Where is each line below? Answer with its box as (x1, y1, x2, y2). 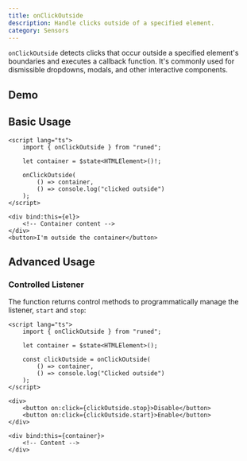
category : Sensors (8, 26, 69, 34)
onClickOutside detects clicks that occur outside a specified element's (8, 48, 239, 58)
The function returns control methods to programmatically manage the (8, 297, 239, 307)
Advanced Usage (8, 255, 95, 269)
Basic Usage (8, 115, 71, 129)
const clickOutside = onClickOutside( (22, 355, 151, 364)
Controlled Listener (8, 279, 85, 290)
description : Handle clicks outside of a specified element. (8, 19, 215, 27)
